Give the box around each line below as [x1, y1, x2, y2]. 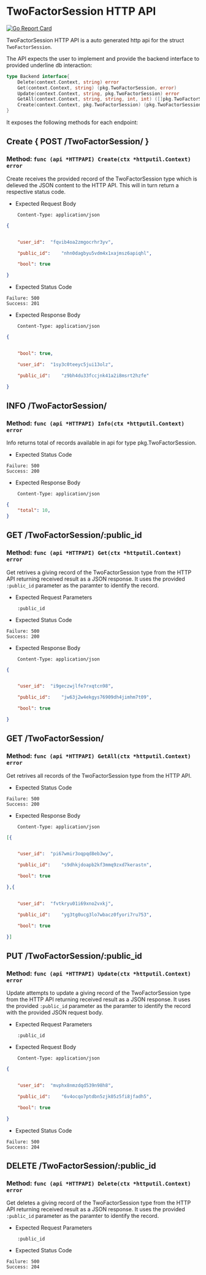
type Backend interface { [6, 73, 70, 79]
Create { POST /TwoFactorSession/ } [6, 136, 149, 147]
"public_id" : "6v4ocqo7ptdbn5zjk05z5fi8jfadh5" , [17, 1093, 152, 1099]
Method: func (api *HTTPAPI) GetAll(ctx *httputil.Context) [6, 752, 191, 761]
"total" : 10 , [17, 508, 51, 514]
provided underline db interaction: [6, 61, 93, 69]
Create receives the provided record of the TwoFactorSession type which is [6, 175, 197, 182]
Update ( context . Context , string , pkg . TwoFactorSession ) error [17, 90, 180, 96]
